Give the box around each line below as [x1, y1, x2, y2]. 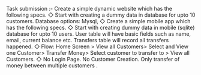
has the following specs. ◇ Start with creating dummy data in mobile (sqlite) [6, 24, 195, 31]
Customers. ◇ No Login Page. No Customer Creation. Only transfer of [6, 56, 180, 62]
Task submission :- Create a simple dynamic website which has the [6, 5, 173, 12]
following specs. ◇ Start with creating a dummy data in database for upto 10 [6, 11, 196, 18]
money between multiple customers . [6, 62, 98, 69]
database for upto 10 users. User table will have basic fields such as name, [6, 30, 191, 37]
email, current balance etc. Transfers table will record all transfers [6, 37, 169, 43]
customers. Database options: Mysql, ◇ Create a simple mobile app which [6, 18, 191, 24]
